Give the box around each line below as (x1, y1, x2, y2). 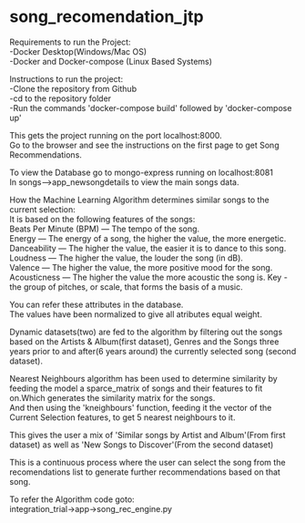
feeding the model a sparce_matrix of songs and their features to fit (9, 383, 263, 394)
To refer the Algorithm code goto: (9, 494, 135, 505)
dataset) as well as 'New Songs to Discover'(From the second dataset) (9, 439, 274, 450)
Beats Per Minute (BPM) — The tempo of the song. (9, 223, 200, 234)
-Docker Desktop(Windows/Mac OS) (9, 46, 147, 56)
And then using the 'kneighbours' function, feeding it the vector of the (9, 402, 272, 413)
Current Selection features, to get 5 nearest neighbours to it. (9, 412, 236, 423)
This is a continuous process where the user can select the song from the (9, 456, 286, 467)
